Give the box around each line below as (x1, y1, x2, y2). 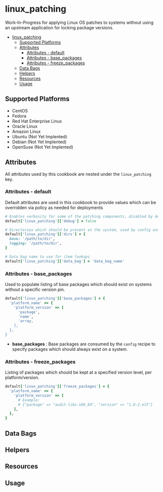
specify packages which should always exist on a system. (12, 346, 128, 352)
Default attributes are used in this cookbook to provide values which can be (5, 199, 156, 205)
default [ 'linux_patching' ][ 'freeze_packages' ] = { (5, 384, 110, 389)
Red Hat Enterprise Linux (12, 118, 62, 124)
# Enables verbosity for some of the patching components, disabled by (5, 214, 153, 219)
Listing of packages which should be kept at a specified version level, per (5, 369, 152, 376)
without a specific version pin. (5, 286, 65, 293)
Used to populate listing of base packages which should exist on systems (5, 282, 152, 287)
